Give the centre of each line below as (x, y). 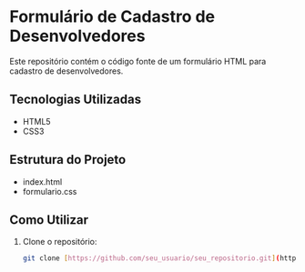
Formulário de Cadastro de (112, 17)
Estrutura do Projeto (68, 160)
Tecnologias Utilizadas (76, 100)
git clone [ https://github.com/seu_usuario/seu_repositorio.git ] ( (151, 258)
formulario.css (50, 191)
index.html (42, 181)
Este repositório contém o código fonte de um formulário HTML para (138, 61)
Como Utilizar (49, 220)
